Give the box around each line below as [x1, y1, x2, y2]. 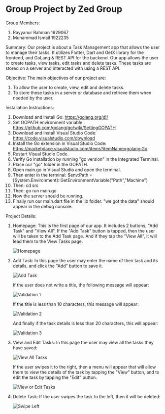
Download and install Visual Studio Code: [12, 130, 97, 136]
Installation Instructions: [5, 104, 54, 110]
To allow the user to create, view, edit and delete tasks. [12, 84, 125, 90]
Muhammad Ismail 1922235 [12, 35, 69, 41]
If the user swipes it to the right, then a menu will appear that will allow [12, 364, 156, 369]
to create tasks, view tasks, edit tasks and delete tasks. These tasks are [5, 60, 151, 66]
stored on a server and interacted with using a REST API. [5, 65, 121, 71]
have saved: [12, 345, 37, 351]
